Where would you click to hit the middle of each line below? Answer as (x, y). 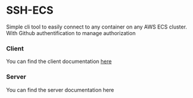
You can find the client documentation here (59, 61)
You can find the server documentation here (60, 90)
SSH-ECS (30, 10)
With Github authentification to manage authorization (71, 33)
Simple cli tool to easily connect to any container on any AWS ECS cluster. (96, 27)
